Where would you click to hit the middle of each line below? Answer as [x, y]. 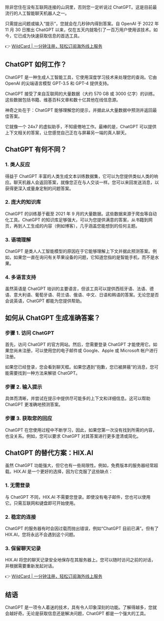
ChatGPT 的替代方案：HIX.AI [49, 453]
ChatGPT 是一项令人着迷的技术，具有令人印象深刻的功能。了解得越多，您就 [81, 607]
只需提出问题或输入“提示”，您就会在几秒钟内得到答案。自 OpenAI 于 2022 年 [82, 24]
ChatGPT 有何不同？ [36, 149]
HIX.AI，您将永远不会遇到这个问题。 [41, 535]
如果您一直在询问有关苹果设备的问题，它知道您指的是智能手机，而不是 [84, 257]
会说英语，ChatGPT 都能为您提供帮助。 [45, 301]
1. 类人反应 [18, 165]
